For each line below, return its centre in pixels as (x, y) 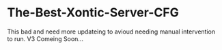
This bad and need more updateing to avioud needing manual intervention (111, 32)
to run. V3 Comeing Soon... (45, 38)
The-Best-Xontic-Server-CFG (93, 13)
